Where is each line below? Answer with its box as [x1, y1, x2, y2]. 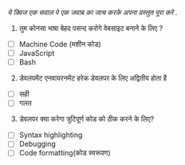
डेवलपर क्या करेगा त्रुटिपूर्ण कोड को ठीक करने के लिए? [18, 114, 155, 124]
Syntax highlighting [18, 130, 83, 139]
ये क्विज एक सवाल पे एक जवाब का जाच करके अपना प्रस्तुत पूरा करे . [7, 8, 178, 17]
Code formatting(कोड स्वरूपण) [18, 148, 111, 158]
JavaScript [18, 49, 55, 58]
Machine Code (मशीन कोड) [18, 40, 101, 49]
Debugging [18, 139, 57, 149]
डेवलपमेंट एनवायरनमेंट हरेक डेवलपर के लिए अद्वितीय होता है [18, 73, 167, 83]
